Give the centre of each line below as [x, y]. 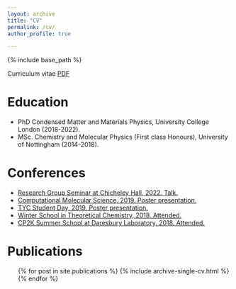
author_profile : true [39, 34]
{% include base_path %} [45, 60]
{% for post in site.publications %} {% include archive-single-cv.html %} [123, 271]
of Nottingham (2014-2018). [58, 144]
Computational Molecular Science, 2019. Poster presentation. [107, 200]
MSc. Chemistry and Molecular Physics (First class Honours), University [123, 137]
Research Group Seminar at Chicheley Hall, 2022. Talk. [98, 193]
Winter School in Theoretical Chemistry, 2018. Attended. [100, 215]
